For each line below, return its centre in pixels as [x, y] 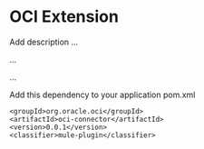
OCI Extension [64, 17]
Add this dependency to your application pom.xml [102, 94]
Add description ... [44, 42]
